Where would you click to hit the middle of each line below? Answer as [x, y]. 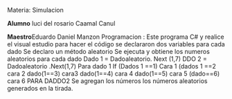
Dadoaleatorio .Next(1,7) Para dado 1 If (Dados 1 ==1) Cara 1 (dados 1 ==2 [112, 66]
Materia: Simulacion [35, 10]
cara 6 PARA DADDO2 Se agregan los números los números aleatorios [107, 81]
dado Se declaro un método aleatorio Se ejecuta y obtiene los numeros [108, 52]
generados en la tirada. [40, 88]
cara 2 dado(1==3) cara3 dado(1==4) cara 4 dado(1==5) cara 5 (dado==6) [114, 73]
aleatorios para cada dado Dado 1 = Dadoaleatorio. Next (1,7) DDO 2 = [107, 59]
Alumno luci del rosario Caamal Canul [61, 23]
